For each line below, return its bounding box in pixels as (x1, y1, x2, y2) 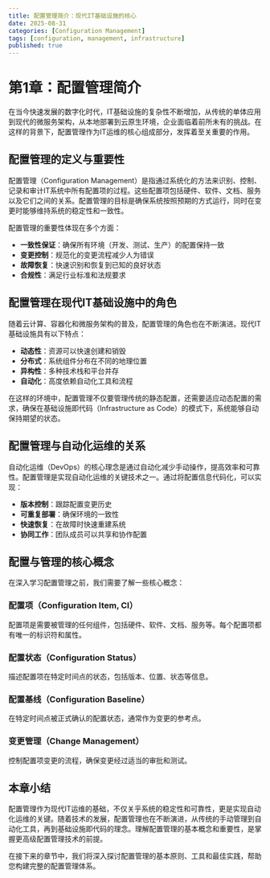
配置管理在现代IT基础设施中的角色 (8, 296, 177, 310)
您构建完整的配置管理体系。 (8, 861, 100, 871)
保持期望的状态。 (8, 413, 65, 423)
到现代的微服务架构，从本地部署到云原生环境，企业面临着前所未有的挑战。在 (8, 117, 262, 127)
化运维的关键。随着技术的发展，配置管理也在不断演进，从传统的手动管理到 (8, 814, 255, 824)
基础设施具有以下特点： (8, 329, 86, 338)
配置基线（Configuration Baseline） (8, 693, 150, 704)
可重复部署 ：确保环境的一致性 (19, 509, 119, 519)
